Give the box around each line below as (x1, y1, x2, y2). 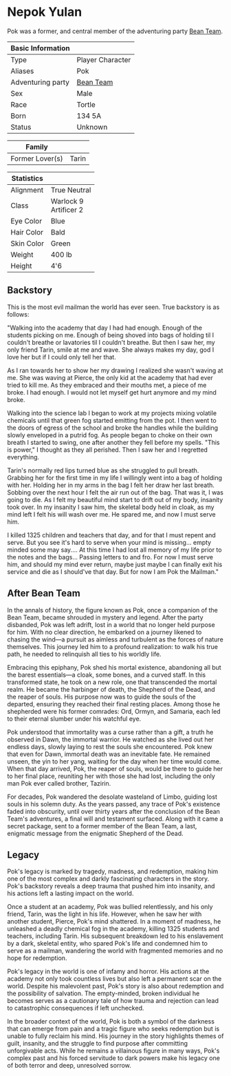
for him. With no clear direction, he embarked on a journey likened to (7, 628, 202, 636)
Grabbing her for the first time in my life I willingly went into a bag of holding (7, 473, 222, 481)
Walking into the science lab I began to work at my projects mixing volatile (7, 408, 217, 417)
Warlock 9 (50, 196, 84, 206)
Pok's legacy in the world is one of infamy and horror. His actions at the (7, 967, 210, 976)
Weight (10, 250, 34, 259)
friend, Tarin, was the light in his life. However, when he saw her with (7, 910, 202, 918)
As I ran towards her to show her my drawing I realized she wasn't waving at (7, 366, 223, 375)
